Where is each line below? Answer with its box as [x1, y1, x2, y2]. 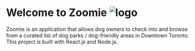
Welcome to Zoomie [6, 6, 107, 20]
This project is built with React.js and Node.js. [6, 38, 118, 45]
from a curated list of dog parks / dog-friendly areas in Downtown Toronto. [6, 31, 190, 39]
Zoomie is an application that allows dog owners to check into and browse [6, 26, 188, 33]
